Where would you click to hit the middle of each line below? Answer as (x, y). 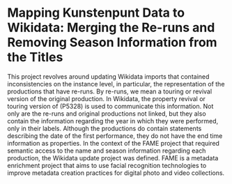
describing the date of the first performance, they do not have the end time (115, 136)
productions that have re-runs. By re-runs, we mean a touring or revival (110, 91)
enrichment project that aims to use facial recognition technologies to (107, 165)
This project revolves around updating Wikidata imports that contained (108, 76)
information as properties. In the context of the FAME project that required (113, 143)
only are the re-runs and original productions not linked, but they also (107, 114)
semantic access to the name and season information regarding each (107, 151)
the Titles (35, 58)
